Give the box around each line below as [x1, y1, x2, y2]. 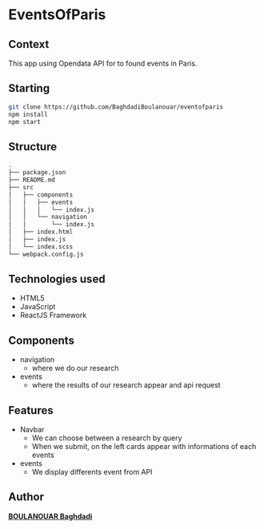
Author [8, 490, 44, 504]
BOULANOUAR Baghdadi [8, 511, 93, 521]
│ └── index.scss [8, 242, 74, 251]
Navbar [19, 425, 45, 435]
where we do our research [31, 364, 119, 373]
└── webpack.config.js [8, 250, 84, 258]
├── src [8, 183, 34, 191]
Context [8, 38, 50, 51]
